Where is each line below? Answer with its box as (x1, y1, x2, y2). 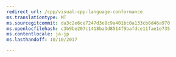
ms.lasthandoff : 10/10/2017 (6, 37, 78, 43)
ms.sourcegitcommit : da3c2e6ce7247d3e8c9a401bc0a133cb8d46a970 (6, 20, 171, 26)
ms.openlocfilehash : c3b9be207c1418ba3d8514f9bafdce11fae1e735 (6, 25, 171, 32)
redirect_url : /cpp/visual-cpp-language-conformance (6, 8, 143, 15)
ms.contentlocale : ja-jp (6, 31, 69, 37)
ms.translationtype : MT (6, 14, 67, 20)
